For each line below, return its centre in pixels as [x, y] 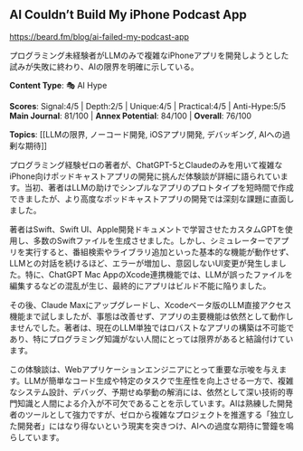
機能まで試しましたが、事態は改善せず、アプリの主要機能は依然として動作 [148, 316]
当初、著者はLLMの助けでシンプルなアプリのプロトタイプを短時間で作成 [159, 187]
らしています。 [37, 437]
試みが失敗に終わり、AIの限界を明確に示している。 [104, 66]
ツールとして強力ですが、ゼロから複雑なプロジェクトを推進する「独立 [156, 414]
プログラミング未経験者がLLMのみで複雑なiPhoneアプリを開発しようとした [149, 55]
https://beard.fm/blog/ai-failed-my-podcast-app [99, 36]
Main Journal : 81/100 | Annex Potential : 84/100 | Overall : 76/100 [130, 116]
